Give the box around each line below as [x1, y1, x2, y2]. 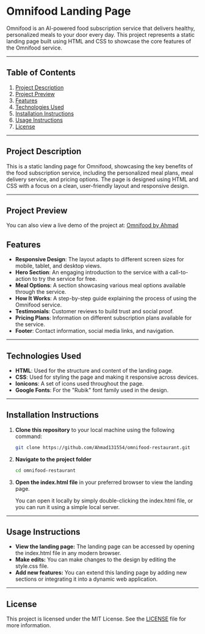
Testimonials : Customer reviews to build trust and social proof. [15, 308, 174, 315]
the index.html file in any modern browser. [15, 550, 121, 557]
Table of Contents [6, 67, 76, 78]
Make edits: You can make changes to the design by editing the [15, 556, 176, 564]
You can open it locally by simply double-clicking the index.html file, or [15, 497, 193, 504]
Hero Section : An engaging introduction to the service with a [15, 269, 169, 276]
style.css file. [15, 562, 49, 570]
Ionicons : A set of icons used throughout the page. [15, 380, 145, 387]
